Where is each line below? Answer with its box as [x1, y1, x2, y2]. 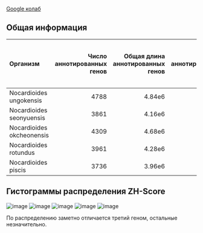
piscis [9, 166, 26, 174]
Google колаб [6, 5, 41, 12]
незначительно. [6, 220, 47, 228]
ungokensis [9, 96, 42, 105]
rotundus [9, 148, 35, 157]
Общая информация [6, 22, 88, 33]
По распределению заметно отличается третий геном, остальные [6, 214, 178, 222]
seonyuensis [9, 113, 45, 122]
